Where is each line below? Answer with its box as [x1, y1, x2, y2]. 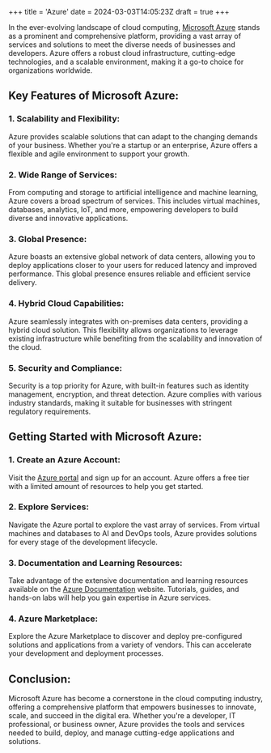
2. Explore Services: [8, 501, 89, 513]
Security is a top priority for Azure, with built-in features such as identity [8, 381, 249, 390]
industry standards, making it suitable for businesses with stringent [8, 398, 232, 407]
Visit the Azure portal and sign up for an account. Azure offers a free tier [8, 473, 250, 483]
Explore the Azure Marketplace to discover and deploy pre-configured [8, 632, 243, 641]
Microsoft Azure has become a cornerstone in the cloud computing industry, [8, 694, 263, 704]
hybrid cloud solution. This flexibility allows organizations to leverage [8, 325, 239, 334]
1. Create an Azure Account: [8, 454, 121, 466]
